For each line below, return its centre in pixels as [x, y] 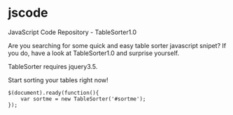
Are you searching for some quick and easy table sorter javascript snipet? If [117, 45]
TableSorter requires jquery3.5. [53, 66]
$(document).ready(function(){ [54, 93]
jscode [28, 13]
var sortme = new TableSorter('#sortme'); [83, 99]
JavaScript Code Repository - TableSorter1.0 [72, 32]
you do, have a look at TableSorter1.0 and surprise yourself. [94, 53]
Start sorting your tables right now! [58, 80]
